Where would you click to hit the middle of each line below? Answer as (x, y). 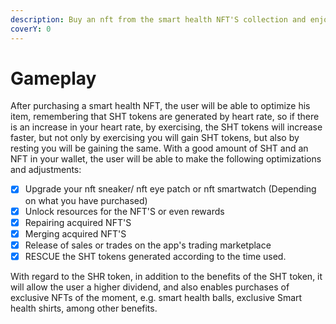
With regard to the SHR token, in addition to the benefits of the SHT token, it (166, 276)
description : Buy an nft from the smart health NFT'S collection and (158, 19)
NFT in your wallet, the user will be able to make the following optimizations (166, 159)
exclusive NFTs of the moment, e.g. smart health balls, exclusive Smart (156, 297)
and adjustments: (46, 170)
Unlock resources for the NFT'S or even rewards (124, 211)
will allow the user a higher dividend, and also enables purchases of (150, 287)
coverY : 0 (31, 29)
